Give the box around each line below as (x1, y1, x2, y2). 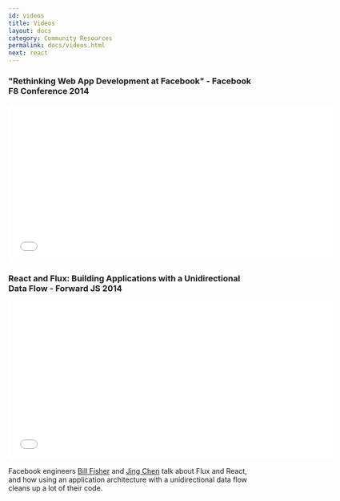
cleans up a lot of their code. (8, 483, 103, 493)
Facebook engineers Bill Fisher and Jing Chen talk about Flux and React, (8, 466, 248, 475)
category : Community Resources (8, 34, 113, 42)
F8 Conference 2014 (8, 85, 90, 96)
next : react (8, 49, 48, 57)
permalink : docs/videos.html (8, 42, 106, 50)
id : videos (8, 11, 45, 20)
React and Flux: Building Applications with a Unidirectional (8, 273, 241, 285)
